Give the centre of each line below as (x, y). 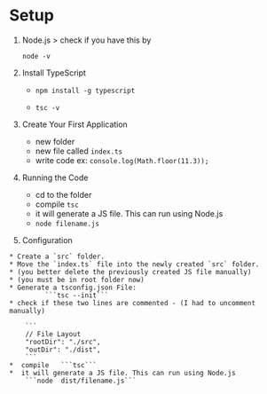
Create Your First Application (75, 124)
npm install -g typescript (85, 91)
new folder (55, 141)
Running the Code (55, 177)
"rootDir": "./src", (63, 342)
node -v (36, 56)
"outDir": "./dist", (63, 350)
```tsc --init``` (77, 295)
